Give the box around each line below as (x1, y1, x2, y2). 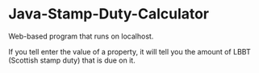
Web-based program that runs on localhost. (8, 31, 154, 41)
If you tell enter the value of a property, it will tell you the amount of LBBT (8, 47, 252, 56)
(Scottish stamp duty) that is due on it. (8, 55, 136, 65)
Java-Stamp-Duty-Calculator (8, 5, 210, 23)
